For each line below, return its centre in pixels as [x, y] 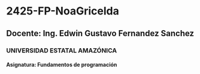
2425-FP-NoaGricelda [63, 11]
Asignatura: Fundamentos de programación [62, 65]
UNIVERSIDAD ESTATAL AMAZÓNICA [62, 51]
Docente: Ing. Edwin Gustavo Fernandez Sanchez [100, 33]
